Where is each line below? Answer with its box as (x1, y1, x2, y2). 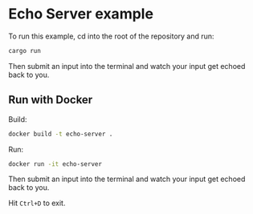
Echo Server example (8, 5, 154, 23)
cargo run (8, 46, 42, 55)
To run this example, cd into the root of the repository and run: (8, 31, 214, 41)
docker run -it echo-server (8, 159, 103, 168)
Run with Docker (8, 93, 93, 107)
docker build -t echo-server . (8, 130, 113, 138)
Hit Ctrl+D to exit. (8, 198, 66, 208)
